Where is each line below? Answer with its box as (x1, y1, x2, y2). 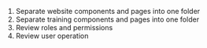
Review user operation (15, 31, 89, 40)
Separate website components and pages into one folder (15, 7, 201, 15)
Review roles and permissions (15, 23, 113, 32)
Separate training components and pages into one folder (15, 15, 199, 24)
